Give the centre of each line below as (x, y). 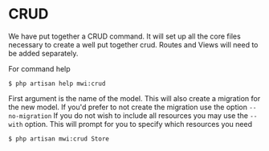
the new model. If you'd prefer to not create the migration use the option (128, 107)
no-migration (30, 116)
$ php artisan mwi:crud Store (59, 139)
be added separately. (43, 53)
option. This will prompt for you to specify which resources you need (139, 124)
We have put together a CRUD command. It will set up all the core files (124, 36)
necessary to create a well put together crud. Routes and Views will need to (133, 44)
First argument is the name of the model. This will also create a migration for (134, 98)
